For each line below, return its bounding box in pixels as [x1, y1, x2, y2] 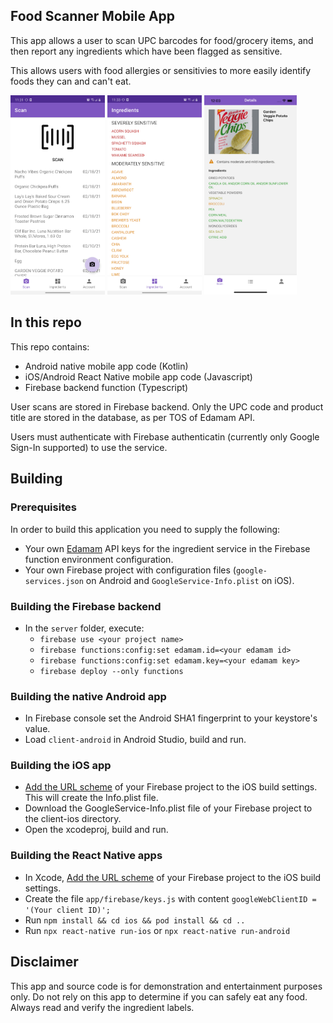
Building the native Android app [10, 689, 167, 703]
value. [24, 723, 51, 735]
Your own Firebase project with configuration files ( [24, 564, 237, 576]
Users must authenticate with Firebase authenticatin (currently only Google [10, 430, 320, 443]
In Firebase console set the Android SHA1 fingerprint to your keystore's [24, 712, 318, 724]
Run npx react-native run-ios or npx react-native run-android [24, 924, 291, 936]
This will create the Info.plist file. [24, 792, 159, 804]
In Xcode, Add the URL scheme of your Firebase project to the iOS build [24, 871, 322, 883]
